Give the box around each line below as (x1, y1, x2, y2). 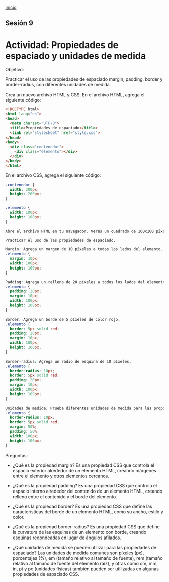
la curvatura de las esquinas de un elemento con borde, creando (12, 529, 147, 535)
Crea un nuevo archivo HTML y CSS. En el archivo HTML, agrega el (5, 92, 145, 98)
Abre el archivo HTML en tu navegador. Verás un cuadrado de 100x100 (5, 229, 154, 234)
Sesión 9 (5, 19, 34, 27)
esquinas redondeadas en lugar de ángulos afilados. (12, 534, 122, 541)
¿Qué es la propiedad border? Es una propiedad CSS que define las (12, 503, 152, 509)
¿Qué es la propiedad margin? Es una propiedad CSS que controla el (12, 462, 154, 468)
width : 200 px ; (10, 187, 39, 192)
